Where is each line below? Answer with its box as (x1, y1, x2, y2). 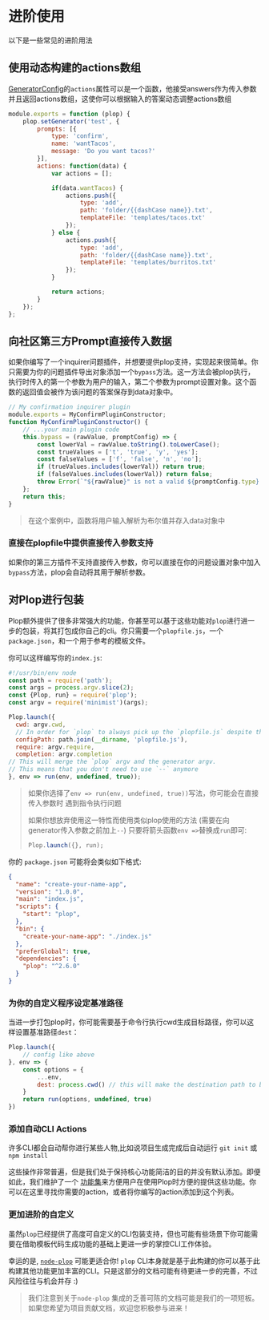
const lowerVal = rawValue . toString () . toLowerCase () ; (37, 440, 220, 449)
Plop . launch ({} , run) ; (27, 841, 104, 850)
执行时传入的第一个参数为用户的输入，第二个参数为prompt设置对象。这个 (8, 377, 250, 387)
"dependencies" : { (15, 955, 78, 963)
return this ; (22, 492, 66, 501)
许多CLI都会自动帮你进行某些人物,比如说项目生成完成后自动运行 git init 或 (8, 1143, 258, 1152)
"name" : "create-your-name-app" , (15, 880, 127, 888)
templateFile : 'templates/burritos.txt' (79, 258, 217, 267)
